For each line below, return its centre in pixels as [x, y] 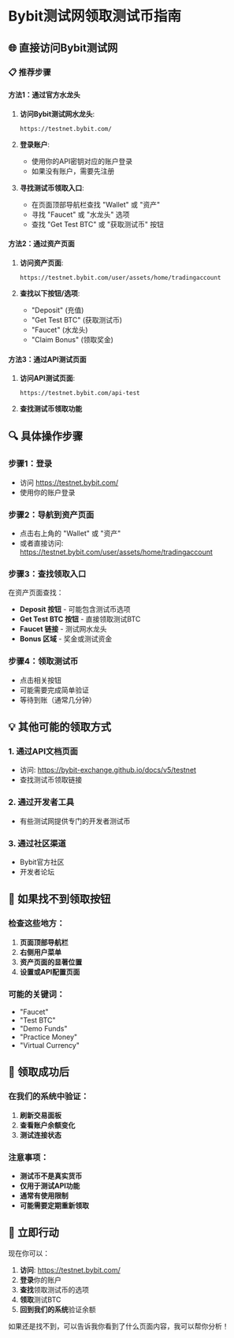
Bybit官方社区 [42, 862]
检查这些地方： [37, 923]
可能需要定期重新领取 [54, 1205]
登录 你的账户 [40, 1280]
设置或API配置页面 [50, 971]
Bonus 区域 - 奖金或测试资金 [66, 639]
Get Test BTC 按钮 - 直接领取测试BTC [80, 619]
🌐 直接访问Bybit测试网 [63, 48]
